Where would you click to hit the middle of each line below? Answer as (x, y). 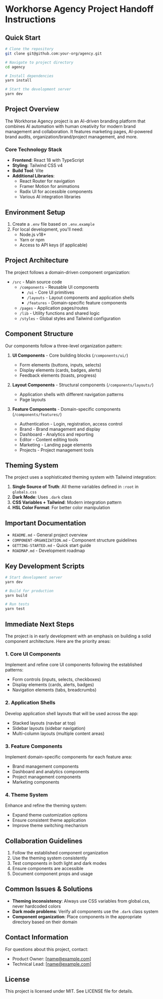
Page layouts (33, 399)
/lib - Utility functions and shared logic (59, 313)
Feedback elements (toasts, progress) (58, 375)
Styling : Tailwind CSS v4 (37, 165)
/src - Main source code (37, 282)
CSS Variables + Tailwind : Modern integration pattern (67, 502)
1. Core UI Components (33, 654)
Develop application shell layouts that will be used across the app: (72, 713)
